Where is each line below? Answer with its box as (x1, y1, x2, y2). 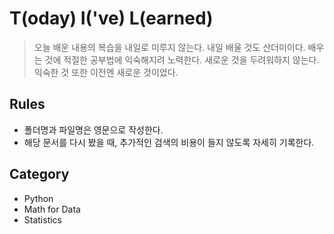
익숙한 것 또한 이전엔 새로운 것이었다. (33, 66, 179, 78)
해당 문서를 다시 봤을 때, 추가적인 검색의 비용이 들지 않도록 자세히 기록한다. (23, 136, 315, 148)
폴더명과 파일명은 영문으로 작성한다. (23, 123, 164, 136)
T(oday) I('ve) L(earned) (9, 7, 214, 30)
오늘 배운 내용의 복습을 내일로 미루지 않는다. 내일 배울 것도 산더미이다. (33, 41, 306, 53)
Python (23, 192, 54, 204)
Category (9, 166, 70, 183)
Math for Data (23, 203, 81, 215)
